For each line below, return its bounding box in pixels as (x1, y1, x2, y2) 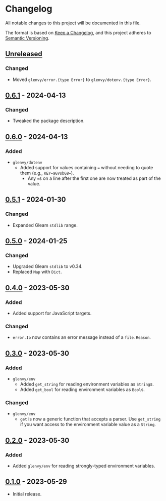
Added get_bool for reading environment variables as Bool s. (20, 387, 145, 393)
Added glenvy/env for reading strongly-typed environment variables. (12, 463, 155, 469)
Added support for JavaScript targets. (12, 310, 92, 317)
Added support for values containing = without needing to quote (20, 165, 153, 170)
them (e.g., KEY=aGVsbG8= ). (20, 170, 74, 176)
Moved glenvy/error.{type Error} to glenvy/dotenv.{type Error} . (12, 76, 151, 83)
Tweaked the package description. (12, 118, 85, 124)
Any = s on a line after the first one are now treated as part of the (27, 175, 161, 181)
